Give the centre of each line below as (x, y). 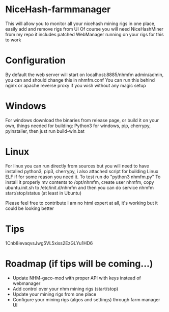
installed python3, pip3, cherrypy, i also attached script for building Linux (82, 171)
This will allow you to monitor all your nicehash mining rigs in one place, (80, 23)
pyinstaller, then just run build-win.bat (45, 131)
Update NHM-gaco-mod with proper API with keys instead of (77, 278)
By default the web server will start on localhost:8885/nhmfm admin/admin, (84, 75)
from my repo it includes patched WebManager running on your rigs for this (84, 34)
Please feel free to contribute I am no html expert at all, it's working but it (81, 203)
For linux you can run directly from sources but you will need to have (77, 166)
